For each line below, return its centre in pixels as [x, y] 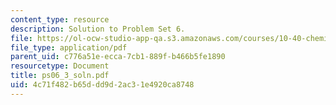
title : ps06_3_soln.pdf [60, 76]
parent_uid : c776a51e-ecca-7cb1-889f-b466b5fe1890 [118, 57]
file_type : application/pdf [69, 47]
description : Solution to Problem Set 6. [98, 29]
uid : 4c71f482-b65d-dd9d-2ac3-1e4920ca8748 [102, 85]
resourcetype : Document [60, 66]
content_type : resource [60, 19]
